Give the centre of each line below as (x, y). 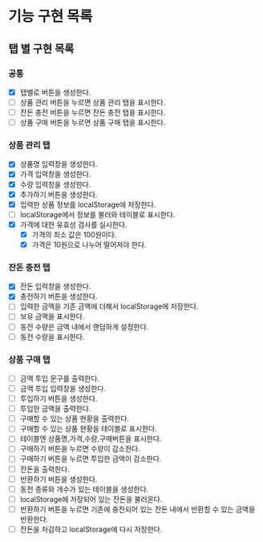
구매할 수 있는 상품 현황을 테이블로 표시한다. (89, 429)
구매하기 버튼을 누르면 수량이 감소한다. (80, 449)
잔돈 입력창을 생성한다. (55, 286)
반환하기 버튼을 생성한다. (59, 479)
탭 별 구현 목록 (41, 49)
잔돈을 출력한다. (45, 469)
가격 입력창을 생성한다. (55, 174)
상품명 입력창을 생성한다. (59, 164)
